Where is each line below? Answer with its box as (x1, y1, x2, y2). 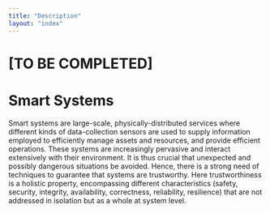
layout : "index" (8, 19, 63, 28)
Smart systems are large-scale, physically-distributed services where (8, 118, 241, 128)
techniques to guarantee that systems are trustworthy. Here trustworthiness (8, 169, 262, 179)
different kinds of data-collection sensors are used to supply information (8, 126, 251, 136)
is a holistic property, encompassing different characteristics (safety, (8, 178, 238, 188)
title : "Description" (8, 11, 82, 20)
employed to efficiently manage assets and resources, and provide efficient (8, 135, 261, 145)
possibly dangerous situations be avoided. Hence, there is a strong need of (8, 161, 259, 171)
